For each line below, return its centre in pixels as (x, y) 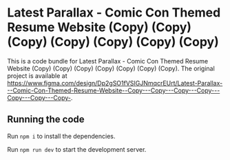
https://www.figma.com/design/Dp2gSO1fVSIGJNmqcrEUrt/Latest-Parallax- (115, 83)
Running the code (46, 120)
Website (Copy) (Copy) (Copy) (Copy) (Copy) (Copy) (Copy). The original (111, 68)
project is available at (37, 76)
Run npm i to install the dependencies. (61, 136)
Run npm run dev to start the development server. (77, 149)
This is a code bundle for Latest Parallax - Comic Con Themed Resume (108, 61)
